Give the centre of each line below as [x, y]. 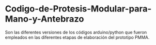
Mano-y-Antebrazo [45, 19]
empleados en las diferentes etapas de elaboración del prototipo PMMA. [77, 37]
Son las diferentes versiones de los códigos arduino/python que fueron [76, 32]
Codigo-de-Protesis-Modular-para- [78, 9]
